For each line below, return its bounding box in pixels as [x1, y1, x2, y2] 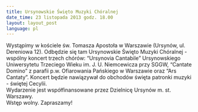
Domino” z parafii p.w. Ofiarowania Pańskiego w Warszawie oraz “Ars [6, 67, 177, 75]
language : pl [6, 25, 39, 32]
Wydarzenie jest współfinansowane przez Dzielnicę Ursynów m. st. [6, 86, 171, 93]
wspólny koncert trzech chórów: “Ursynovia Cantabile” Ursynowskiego [6, 55, 181, 62]
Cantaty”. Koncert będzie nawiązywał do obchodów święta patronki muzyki [6, 74, 192, 81]
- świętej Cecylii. [6, 80, 47, 87]
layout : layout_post [6, 20, 58, 26]
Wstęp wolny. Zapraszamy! [6, 99, 73, 107]
